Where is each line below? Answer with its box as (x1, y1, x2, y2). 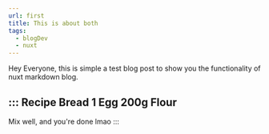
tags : (8, 26, 26, 35)
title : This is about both (8, 19, 98, 27)
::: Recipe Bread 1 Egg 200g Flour (8, 95, 178, 109)
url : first (8, 11, 45, 20)
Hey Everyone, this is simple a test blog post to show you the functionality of (8, 63, 262, 73)
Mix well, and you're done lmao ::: (8, 116, 120, 126)
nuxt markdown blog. (8, 72, 78, 82)
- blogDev (15, 34, 48, 43)
